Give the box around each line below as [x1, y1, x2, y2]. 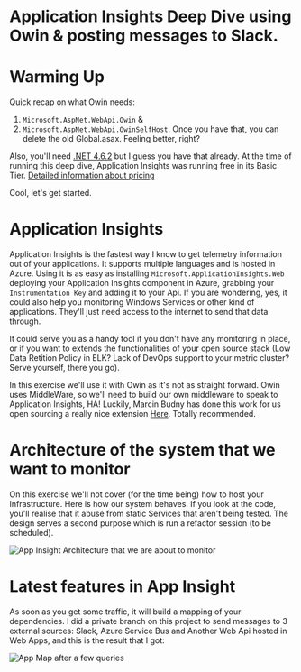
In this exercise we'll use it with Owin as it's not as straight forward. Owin [9, 380, 281, 391]
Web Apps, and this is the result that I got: [9, 634, 165, 646]
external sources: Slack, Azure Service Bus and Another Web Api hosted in [9, 625, 287, 636]
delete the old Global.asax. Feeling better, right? [22, 133, 201, 144]
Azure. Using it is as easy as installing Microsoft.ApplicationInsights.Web [9, 268, 285, 279]
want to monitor [9, 459, 131, 480]
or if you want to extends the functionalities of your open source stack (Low [9, 343, 291, 354]
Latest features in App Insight [9, 576, 236, 597]
